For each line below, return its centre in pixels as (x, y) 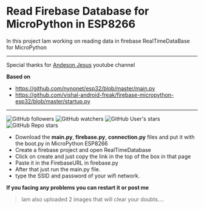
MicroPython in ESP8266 (71, 24)
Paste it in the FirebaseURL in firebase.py (66, 163)
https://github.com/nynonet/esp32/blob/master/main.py (85, 88)
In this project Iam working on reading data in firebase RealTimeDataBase (98, 41)
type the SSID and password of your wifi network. (77, 176)
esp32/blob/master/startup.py (53, 101)
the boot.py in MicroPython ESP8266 (61, 143)
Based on (19, 77)
